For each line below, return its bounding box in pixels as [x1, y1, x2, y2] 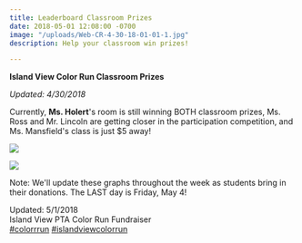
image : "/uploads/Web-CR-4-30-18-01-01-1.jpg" [9, 30, 189, 39]
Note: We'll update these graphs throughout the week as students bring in [9, 178, 287, 189]
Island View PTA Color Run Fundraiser [9, 214, 152, 225]
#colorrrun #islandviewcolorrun [9, 224, 128, 235]
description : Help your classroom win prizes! [9, 38, 189, 48]
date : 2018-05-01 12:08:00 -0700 [9, 22, 136, 31]
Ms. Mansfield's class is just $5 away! [9, 126, 152, 137]
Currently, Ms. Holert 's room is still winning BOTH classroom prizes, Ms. [9, 106, 281, 118]
